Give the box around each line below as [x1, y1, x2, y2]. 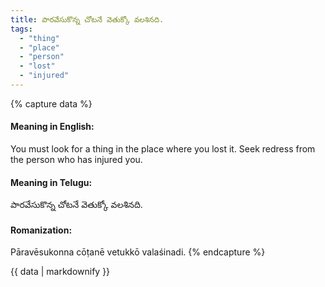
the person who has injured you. [10, 154, 143, 166]
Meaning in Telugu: [10, 176, 93, 188]
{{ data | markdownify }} [10, 266, 111, 278]
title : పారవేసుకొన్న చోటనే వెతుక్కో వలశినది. [10, 14, 165, 25]
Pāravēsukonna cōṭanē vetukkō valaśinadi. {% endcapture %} [10, 246, 266, 258]
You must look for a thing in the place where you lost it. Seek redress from [10, 143, 316, 155]
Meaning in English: [10, 121, 95, 133]
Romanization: [10, 224, 73, 236]
